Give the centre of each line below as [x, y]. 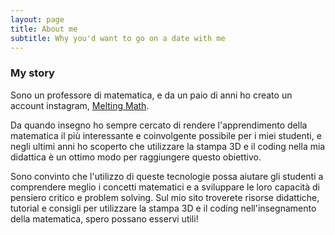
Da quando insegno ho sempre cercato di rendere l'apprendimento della [159, 125]
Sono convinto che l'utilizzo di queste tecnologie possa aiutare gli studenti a [167, 176]
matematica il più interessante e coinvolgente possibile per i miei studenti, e [166, 135]
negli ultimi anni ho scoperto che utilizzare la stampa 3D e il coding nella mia [168, 146]
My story [32, 73]
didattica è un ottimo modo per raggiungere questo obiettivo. [136, 157]
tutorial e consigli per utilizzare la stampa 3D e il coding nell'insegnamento [163, 208]
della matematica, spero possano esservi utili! [104, 218]
